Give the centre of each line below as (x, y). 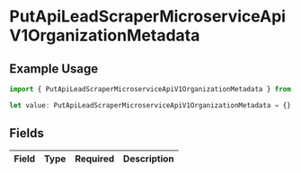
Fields (27, 133)
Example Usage (54, 69)
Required (95, 159)
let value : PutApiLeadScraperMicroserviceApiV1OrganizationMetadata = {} (150, 105)
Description (149, 159)
